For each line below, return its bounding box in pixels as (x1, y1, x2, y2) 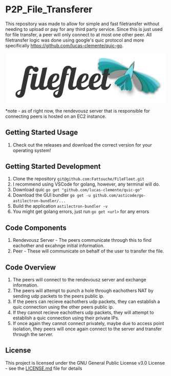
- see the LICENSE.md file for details (5, 365, 82, 371)
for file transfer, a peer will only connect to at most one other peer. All (5, 31, 152, 38)
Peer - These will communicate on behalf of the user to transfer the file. (12, 248, 164, 254)
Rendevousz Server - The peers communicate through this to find (12, 237, 152, 243)
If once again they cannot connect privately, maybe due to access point (12, 320, 164, 326)
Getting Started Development (5, 162, 101, 171)
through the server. (12, 331, 54, 337)
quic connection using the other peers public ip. (12, 303, 114, 310)
